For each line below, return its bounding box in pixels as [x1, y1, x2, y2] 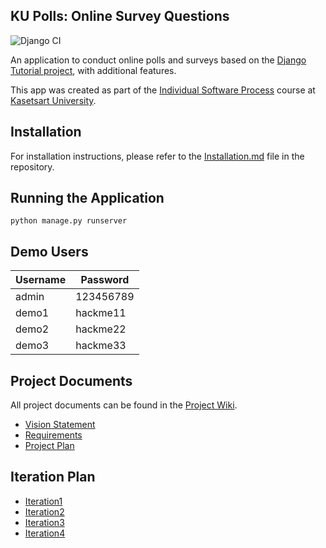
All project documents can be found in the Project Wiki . [10, 399, 238, 411]
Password [80, 273, 130, 287]
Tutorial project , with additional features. [10, 64, 177, 76]
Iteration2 [24, 505, 65, 518]
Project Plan [24, 440, 75, 452]
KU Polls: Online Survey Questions [10, 8, 230, 25]
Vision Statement [24, 419, 96, 431]
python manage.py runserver [10, 216, 128, 226]
